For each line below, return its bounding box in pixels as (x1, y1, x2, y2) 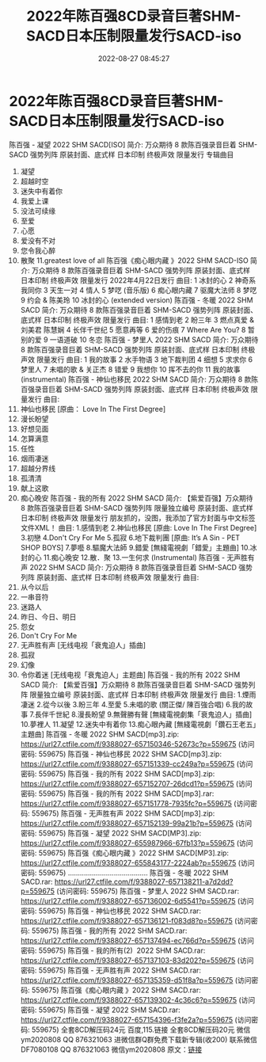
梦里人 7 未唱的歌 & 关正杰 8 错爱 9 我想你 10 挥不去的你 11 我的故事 (20, 364, 241, 374)
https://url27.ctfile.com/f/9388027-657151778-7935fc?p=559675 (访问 (20, 798, 251, 808)
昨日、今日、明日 (20, 611, 77, 622)
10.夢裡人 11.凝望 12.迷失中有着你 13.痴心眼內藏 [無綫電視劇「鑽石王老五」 (20, 719, 256, 729)
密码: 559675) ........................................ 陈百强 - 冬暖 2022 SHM (20, 868, 229, 877)
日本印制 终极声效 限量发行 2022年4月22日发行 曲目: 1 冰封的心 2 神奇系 (20, 275, 256, 285)
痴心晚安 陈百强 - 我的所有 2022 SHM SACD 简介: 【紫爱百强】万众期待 (20, 493, 253, 503)
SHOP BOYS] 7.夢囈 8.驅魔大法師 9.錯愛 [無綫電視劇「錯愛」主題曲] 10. (20, 542, 250, 552)
